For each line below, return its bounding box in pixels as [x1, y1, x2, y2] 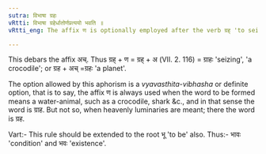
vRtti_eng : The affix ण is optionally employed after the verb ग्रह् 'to [8, 26, 245, 34]
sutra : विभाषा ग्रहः [8, 11, 57, 20]
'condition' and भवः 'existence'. [8, 139, 107, 148]
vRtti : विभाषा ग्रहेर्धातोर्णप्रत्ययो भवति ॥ [8, 19, 104, 27]
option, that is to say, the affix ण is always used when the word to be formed [8, 88, 256, 97]
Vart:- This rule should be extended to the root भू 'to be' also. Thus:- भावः [8, 130, 241, 139]
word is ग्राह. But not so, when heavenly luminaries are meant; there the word [8, 105, 256, 115]
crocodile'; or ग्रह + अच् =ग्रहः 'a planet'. [8, 64, 127, 73]
